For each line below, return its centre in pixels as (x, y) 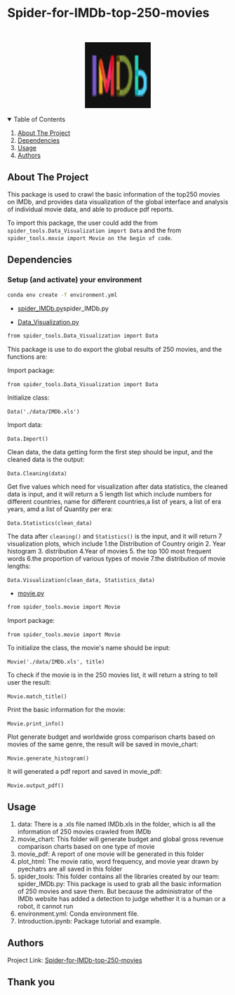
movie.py (31, 593)
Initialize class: (28, 397)
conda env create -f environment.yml (62, 295)
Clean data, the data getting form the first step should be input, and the (110, 452)
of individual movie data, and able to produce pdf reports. (90, 209)
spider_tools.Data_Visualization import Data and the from (94, 230)
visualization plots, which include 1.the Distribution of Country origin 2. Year (116, 544)
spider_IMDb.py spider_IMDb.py (63, 309)
